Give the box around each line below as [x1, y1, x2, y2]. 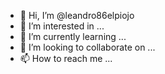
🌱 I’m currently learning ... [19, 31, 127, 42]
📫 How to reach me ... [19, 53, 113, 64]
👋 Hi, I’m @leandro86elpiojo [19, 10, 135, 21]
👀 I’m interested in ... [19, 20, 105, 32]
